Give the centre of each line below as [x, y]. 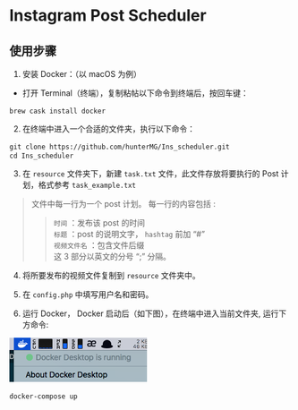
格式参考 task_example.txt [87, 185]
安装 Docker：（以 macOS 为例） [81, 74]
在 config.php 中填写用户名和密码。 [88, 295]
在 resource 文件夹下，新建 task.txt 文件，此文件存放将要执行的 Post [150, 174]
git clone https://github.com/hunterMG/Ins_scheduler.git [119, 147]
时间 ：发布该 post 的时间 [99, 223]
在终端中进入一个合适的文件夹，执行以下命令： [108, 129]
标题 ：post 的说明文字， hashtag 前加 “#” [129, 234]
